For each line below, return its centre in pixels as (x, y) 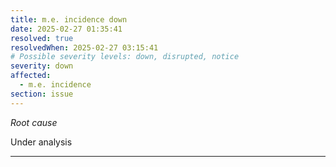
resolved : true (42, 38)
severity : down (42, 66)
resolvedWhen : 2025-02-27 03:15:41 (84, 47)
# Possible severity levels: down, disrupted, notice (125, 57)
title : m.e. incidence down (69, 19)
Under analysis (41, 142)
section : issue (42, 94)
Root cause (34, 122)
